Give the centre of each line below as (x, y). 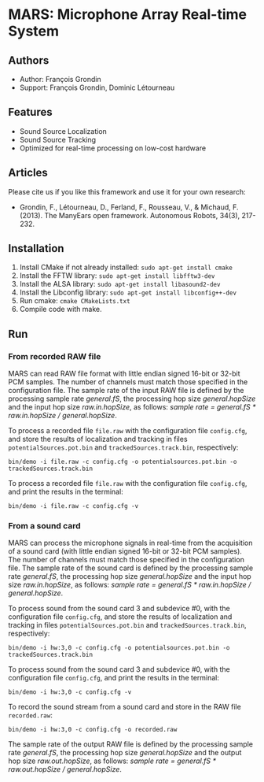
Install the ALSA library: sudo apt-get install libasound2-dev (120, 284)
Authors (29, 60)
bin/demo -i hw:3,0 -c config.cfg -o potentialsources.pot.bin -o (119, 648)
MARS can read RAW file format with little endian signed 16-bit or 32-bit (125, 374)
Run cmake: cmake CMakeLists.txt (75, 301)
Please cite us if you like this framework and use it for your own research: (127, 191)
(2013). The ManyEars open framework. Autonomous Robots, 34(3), (130, 215)
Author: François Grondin (60, 79)
